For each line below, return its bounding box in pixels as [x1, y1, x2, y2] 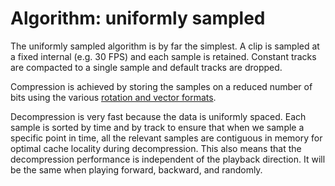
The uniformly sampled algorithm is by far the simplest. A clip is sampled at [10, 40, 320, 52]
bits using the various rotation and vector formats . [10, 91, 217, 103]
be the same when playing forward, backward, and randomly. [10, 163, 263, 176]
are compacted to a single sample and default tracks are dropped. [10, 61, 283, 73]
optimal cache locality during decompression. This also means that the [10, 142, 302, 154]
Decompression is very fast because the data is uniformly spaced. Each [10, 110, 307, 122]
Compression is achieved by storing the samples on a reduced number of [10, 80, 313, 92]
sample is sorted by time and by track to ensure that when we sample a [10, 121, 305, 133]
